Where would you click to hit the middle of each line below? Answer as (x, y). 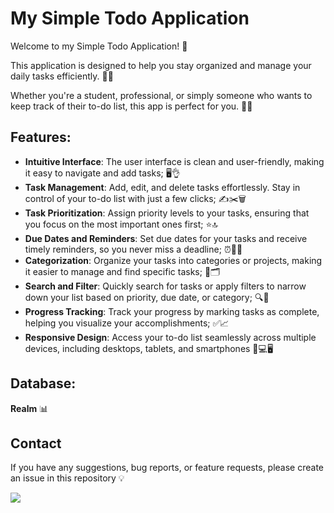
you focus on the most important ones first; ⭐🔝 (121, 224)
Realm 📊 (29, 408)
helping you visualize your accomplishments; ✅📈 (127, 323)
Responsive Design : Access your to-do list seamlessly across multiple (170, 337)
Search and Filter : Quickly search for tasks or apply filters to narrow (165, 286)
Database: (43, 383)
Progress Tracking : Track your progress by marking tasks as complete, (172, 311)
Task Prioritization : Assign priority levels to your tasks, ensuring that (167, 213)
